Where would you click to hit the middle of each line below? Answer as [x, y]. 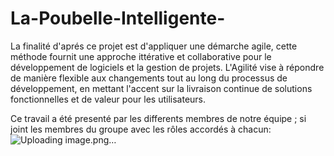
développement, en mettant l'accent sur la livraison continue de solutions [161, 88]
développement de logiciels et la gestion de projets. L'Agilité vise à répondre [167, 67]
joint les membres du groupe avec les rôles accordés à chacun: [141, 129]
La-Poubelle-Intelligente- [118, 18]
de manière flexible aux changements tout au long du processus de [149, 78]
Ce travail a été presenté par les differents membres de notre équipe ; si [158, 118]
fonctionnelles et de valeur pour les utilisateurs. [108, 99]
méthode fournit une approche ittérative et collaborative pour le [141, 56]
